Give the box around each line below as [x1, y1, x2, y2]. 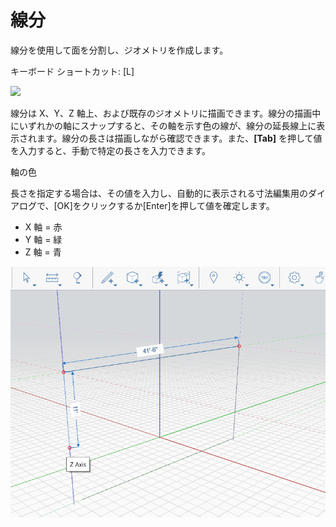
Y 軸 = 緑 [24, 233, 63, 245]
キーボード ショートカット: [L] [10, 65, 135, 77]
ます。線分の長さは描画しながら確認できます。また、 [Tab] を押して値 [36, 132, 323, 144]
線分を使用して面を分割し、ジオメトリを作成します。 [10, 44, 229, 56]
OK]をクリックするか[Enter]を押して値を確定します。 [56, 199, 275, 211]
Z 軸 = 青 [24, 246, 62, 258]
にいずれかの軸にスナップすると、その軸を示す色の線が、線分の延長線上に [10, 119, 317, 131]
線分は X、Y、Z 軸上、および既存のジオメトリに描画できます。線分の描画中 [10, 107, 322, 119]
